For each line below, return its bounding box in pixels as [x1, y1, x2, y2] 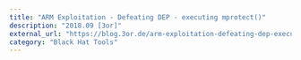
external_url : [9, 29, 63, 38]
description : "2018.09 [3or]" [9, 21, 123, 30]
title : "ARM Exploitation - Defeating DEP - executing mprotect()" [9, 12, 267, 22]
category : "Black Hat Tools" [9, 37, 118, 47]
